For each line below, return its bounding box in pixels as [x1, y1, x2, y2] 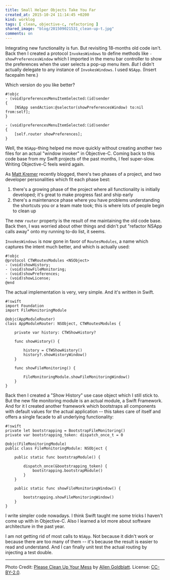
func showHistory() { [14, 339, 60, 344]
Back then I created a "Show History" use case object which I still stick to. [5, 392, 159, 398]
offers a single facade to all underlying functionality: [5, 414, 114, 420]
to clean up [12, 208, 36, 214]
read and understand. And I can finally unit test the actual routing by [5, 544, 147, 550]
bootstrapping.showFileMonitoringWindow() [23, 495, 114, 500]
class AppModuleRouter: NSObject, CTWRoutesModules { [5, 321, 121, 326]
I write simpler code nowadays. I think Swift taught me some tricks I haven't [5, 512, 163, 519]
